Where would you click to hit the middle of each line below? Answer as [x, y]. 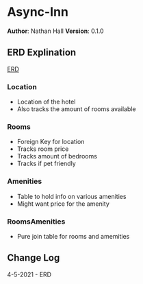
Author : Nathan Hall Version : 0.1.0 [55, 31]
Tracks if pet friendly [47, 164]
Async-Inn [38, 12]
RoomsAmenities [36, 222]
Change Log [34, 258]
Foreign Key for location [51, 142]
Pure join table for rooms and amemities [73, 236]
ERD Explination [42, 52]
